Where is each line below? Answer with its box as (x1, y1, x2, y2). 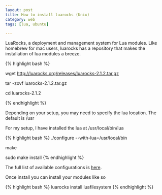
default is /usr (5, 115, 35, 121)
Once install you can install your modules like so (5, 174, 106, 180)
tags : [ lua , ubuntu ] (5, 21, 49, 27)
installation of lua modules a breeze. (5, 51, 81, 57)
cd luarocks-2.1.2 (5, 90, 42, 96)
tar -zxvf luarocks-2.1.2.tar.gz (5, 80, 67, 86)
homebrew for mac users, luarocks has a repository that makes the (5, 45, 146, 51)
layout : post (5, 7, 33, 13)
